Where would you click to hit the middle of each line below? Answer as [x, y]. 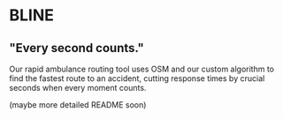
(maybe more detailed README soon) [78, 105]
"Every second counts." [76, 48]
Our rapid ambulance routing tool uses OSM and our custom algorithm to [142, 69]
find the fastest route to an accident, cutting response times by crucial [137, 78]
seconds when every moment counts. [78, 88]
